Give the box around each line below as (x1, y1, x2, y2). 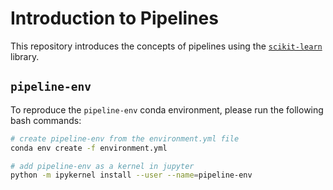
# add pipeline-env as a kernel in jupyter (10, 161, 195, 171)
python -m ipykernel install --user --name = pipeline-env (10, 170, 253, 181)
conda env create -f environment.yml (10, 143, 168, 153)
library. (10, 50, 40, 62)
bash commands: (10, 114, 82, 126)
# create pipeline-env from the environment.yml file (10, 133, 240, 144)
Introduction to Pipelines (10, 7, 219, 30)
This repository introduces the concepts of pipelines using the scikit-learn (10, 40, 323, 52)
